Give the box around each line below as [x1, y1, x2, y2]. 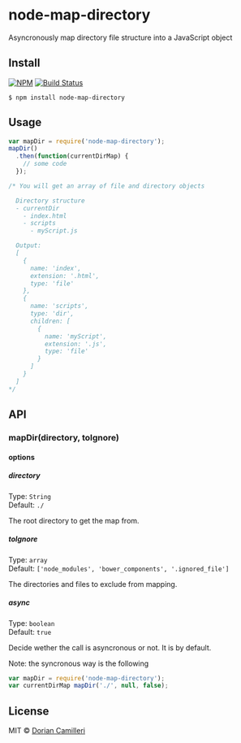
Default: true [8, 627, 52, 637]
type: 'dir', [29, 310, 75, 318]
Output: [15, 241, 42, 250]
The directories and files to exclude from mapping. [8, 579, 178, 589]
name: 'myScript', [44, 332, 107, 341]
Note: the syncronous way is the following [8, 658, 149, 668]
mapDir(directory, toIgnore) [8, 432, 119, 443]
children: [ [29, 317, 71, 325]
